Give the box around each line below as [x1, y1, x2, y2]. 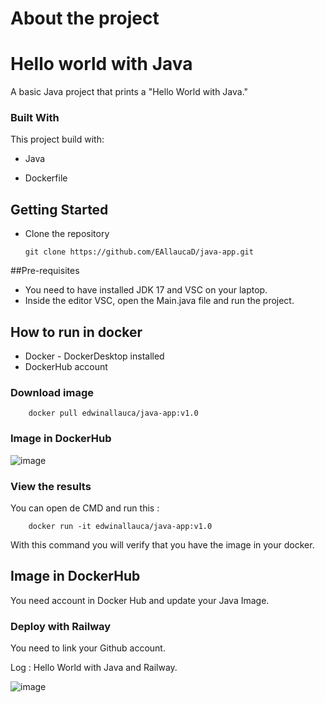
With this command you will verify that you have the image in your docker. [10, 538, 315, 551]
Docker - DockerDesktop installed [24, 350, 165, 362]
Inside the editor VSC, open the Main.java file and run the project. [24, 295, 295, 307]
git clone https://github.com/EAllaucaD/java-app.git [24, 247, 254, 257]
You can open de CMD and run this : [10, 502, 160, 514]
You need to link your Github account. [10, 642, 166, 654]
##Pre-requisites [10, 265, 80, 277]
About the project [10, 7, 160, 30]
